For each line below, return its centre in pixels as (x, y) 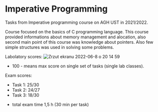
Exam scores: (19, 75)
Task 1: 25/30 (26, 85)
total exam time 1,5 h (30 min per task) (50, 104)
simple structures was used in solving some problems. (60, 47)
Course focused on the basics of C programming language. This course (77, 32)
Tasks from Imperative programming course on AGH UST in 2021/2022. (77, 22)
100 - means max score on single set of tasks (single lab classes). (78, 66)
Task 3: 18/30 (26, 95)
